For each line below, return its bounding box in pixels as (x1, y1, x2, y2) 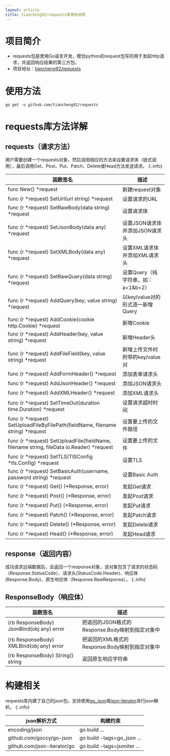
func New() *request (8, 186, 58, 193)
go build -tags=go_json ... (79, 734, 142, 741)
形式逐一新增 (122, 301, 153, 308)
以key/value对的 (122, 294, 161, 301)
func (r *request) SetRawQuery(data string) (8, 273, 112, 280)
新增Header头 (122, 334, 156, 341)
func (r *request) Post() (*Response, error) (8, 493, 111, 500)
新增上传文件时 (122, 346, 158, 353)
